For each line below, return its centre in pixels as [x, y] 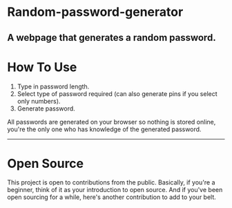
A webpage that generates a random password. [112, 38]
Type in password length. [53, 86]
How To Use [42, 67]
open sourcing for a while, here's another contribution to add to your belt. [112, 197]
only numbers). [39, 101]
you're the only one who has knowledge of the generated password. [104, 129]
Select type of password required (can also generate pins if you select [117, 93]
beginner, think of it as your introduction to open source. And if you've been [115, 190]
